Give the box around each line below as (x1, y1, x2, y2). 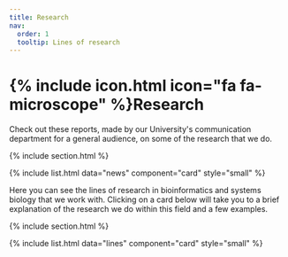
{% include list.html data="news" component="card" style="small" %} (9, 167, 266, 178)
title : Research (9, 12, 69, 22)
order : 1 (17, 29, 49, 38)
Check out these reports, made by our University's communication (9, 124, 252, 135)
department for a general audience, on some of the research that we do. (9, 134, 272, 144)
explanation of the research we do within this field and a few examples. (9, 204, 268, 214)
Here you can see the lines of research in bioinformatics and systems (9, 185, 262, 196)
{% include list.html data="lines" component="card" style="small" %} (9, 238, 263, 249)
